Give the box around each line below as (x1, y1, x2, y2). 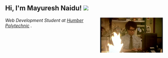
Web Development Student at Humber (5, 17, 83, 23)
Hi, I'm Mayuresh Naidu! (5, 4, 82, 12)
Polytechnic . (5, 22, 32, 28)
